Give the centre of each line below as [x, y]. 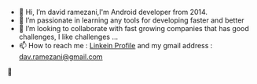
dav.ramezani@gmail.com [61, 57]
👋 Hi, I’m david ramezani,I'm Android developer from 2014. [113, 12]
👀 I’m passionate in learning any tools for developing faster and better [131, 20]
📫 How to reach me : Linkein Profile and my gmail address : [116, 45]
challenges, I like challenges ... [68, 37]
